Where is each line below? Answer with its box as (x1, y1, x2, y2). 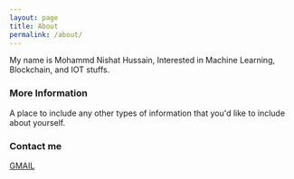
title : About (9, 22, 59, 31)
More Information (9, 87, 88, 99)
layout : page (9, 13, 59, 23)
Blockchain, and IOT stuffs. (9, 64, 110, 75)
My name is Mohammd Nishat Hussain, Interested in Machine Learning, (9, 55, 276, 66)
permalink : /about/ (9, 30, 83, 39)
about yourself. (9, 117, 66, 127)
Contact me (9, 139, 62, 152)
